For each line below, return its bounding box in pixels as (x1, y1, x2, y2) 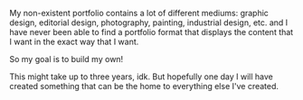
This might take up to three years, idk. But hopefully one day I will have (9, 71, 274, 82)
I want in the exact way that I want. (9, 36, 139, 47)
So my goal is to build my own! (9, 54, 124, 64)
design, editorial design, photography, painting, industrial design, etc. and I (9, 17, 289, 28)
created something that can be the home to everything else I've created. (9, 81, 279, 91)
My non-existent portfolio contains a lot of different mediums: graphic (9, 8, 270, 18)
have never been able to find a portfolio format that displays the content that (9, 27, 294, 37)
